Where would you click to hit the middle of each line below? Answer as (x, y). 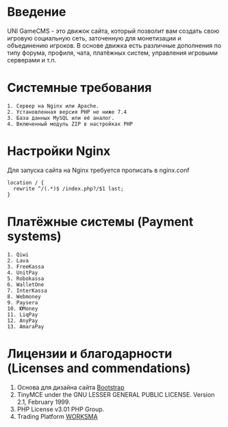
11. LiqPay (23, 315)
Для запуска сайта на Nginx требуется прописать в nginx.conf (98, 170)
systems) (34, 236)
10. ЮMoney (23, 308)
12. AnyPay (23, 320)
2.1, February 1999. (43, 402)
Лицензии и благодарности (90, 353)
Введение (37, 12)
